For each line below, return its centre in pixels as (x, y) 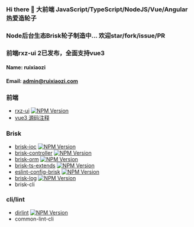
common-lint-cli (34, 219)
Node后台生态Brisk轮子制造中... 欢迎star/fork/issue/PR (86, 36)
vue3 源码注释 (32, 118)
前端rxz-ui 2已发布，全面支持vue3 (56, 53)
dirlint (22, 212)
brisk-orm (27, 159)
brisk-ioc (25, 146)
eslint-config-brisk (37, 172)
